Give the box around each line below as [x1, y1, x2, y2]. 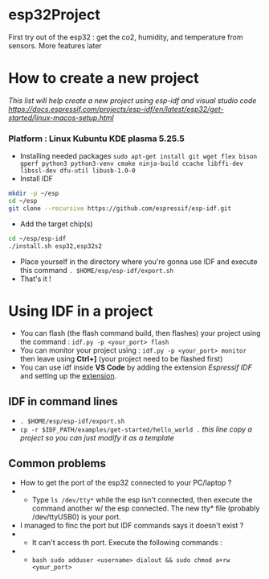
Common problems [8, 457, 107, 470]
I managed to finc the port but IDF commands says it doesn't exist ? [19, 521, 244, 531]
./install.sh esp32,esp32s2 [8, 242, 103, 250]
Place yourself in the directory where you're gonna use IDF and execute [19, 256, 259, 267]
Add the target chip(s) [19, 219, 94, 229]
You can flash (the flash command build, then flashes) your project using [19, 329, 261, 338]
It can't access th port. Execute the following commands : [31, 538, 222, 548]
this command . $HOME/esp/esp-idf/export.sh [19, 265, 174, 275]
